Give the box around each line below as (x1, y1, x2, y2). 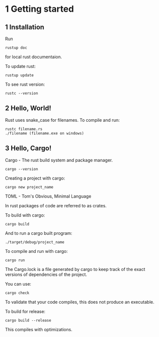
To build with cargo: (5, 212, 45, 218)
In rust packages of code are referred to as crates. (5, 202, 107, 208)
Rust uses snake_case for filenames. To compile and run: (5, 117, 120, 123)
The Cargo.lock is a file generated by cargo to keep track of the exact (5, 266, 145, 272)
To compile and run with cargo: (5, 248, 68, 254)
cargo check (5, 290, 29, 295)
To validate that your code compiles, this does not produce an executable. (5, 299, 155, 305)
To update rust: (5, 64, 36, 69)
